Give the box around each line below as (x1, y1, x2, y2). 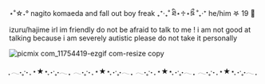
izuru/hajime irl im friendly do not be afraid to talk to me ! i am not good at (9, 25, 251, 34)
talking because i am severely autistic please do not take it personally (9, 33, 238, 43)
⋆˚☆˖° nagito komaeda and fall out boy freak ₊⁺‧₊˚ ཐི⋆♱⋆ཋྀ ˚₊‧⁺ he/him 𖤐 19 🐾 (9, 9, 255, 17)
